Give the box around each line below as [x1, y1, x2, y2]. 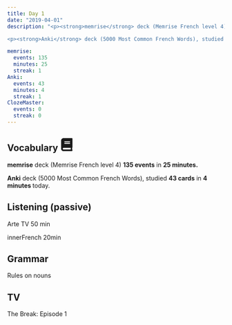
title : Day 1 [7, 10, 45, 17]
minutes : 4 [13, 86, 45, 93]
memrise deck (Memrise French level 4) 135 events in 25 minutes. [7, 160, 198, 169]
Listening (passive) [7, 201, 92, 213]
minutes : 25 [13, 61, 48, 68]
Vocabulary [7, 142, 59, 154]
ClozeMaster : [7, 100, 45, 106]
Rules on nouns [7, 271, 52, 280]
